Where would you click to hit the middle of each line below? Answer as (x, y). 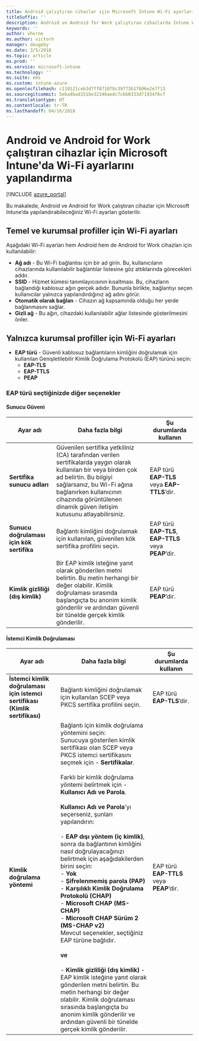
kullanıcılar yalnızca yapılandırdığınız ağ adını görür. (78, 295)
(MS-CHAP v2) (82, 925)
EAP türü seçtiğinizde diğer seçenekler (63, 393)
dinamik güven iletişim (87, 507)
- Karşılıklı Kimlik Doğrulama (102, 889)
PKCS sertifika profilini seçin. (100, 705)
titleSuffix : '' (26, 17)
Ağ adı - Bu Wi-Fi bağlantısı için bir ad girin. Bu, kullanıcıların (89, 263)
